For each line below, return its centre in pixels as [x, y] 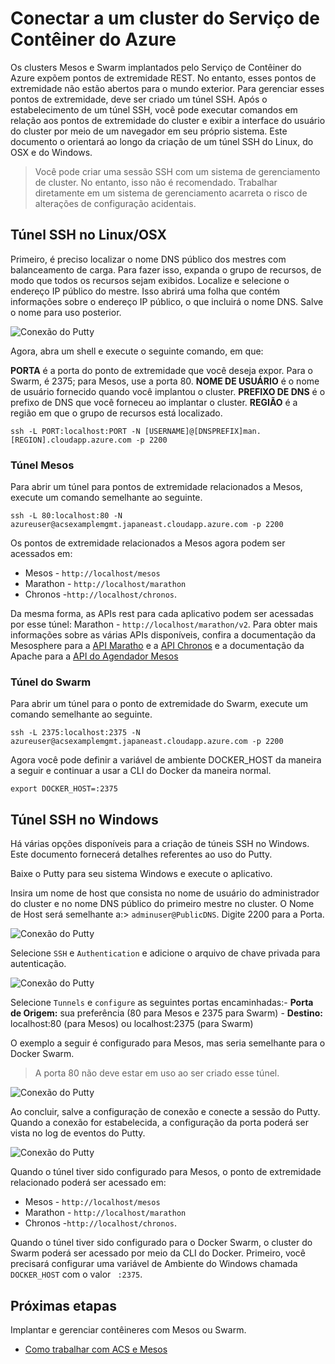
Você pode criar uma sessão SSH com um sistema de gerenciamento [177, 171]
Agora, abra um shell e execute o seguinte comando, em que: [137, 351]
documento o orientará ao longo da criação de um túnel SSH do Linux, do [162, 141]
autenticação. [38, 964]
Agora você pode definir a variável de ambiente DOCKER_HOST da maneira [166, 760]
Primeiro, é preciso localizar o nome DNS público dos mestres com [148, 259]
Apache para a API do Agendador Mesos [94, 656]
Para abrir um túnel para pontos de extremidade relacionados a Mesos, [156, 487]
